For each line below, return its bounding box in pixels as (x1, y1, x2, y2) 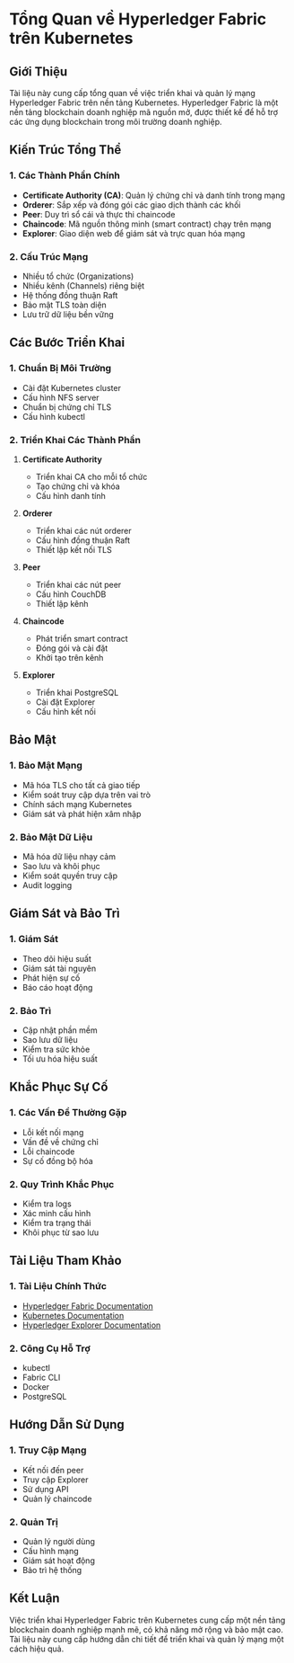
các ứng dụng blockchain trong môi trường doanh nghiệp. (9, 117, 222, 127)
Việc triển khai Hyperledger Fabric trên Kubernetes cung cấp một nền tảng (9, 1614, 286, 1625)
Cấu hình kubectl (22, 411, 85, 422)
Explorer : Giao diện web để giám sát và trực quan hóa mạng (22, 227, 246, 238)
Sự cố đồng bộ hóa (22, 1155, 94, 1166)
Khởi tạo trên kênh (35, 652, 104, 663)
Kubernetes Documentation (22, 1310, 125, 1321)
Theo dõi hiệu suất (22, 953, 92, 964)
